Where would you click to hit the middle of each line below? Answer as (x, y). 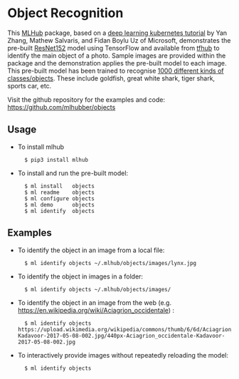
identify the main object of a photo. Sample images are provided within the (117, 56)
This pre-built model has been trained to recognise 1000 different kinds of (116, 71)
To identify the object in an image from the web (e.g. (95, 302)
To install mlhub (41, 147)
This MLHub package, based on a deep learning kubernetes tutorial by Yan (117, 33)
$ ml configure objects (59, 198)
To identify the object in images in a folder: (80, 276)
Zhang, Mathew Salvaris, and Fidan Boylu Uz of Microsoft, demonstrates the (119, 40)
